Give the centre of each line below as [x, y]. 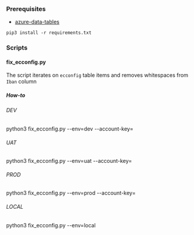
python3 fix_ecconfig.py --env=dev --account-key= [70, 129]
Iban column [21, 82]
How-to [16, 95]
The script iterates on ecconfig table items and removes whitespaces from [97, 75]
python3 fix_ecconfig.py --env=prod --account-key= [71, 193]
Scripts [17, 48]
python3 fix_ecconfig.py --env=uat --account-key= [69, 161]
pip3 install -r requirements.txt [49, 33]
